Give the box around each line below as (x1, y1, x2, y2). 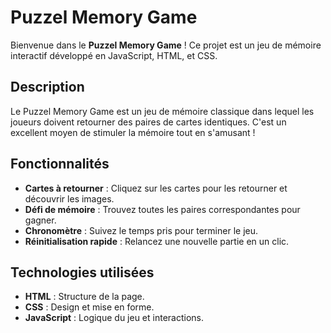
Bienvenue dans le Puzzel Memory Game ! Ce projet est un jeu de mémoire (10, 39, 322, 51)
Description (10, 79, 85, 96)
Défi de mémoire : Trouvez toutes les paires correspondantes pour (24, 203, 301, 215)
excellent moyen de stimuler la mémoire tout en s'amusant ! (10, 126, 256, 138)
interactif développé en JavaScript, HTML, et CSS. (10, 49, 218, 61)
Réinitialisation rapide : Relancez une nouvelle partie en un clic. (24, 235, 290, 247)
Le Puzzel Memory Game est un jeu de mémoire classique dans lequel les (10, 105, 315, 117)
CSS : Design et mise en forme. (24, 301, 155, 313)
